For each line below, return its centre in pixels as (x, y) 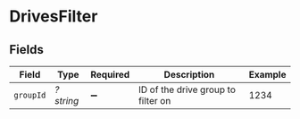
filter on (154, 101)
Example (267, 75)
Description (189, 75)
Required (110, 75)
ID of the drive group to (187, 89)
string (67, 101)
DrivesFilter (54, 17)
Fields (27, 50)
